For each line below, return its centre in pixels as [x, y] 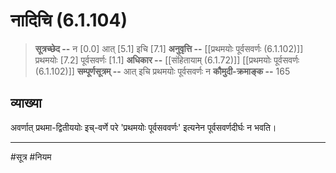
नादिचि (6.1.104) [69, 20]
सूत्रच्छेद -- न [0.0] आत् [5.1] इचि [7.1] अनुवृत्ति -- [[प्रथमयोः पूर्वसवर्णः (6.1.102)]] [169, 48]
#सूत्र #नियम [31, 156]
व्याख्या [26, 103]
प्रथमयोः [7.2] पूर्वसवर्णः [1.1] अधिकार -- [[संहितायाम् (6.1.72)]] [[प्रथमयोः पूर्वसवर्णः [167, 60]
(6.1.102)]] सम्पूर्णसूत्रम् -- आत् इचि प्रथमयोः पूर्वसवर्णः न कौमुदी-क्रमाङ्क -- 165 [162, 71]
